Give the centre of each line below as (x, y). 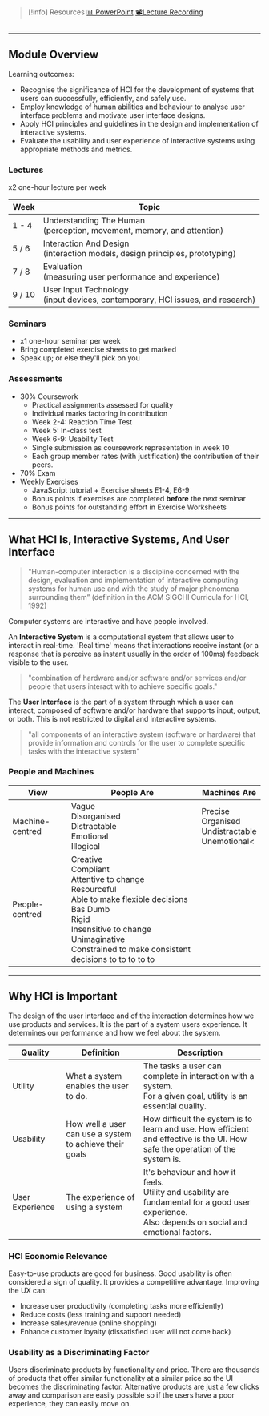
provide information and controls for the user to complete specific (137, 742)
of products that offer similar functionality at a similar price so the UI (121, 1378)
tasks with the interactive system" (84, 751)
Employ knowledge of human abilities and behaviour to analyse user (132, 107)
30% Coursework (49, 396)
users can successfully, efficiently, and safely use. (103, 98)
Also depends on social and (195, 1222)
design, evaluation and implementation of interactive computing (133, 580)
